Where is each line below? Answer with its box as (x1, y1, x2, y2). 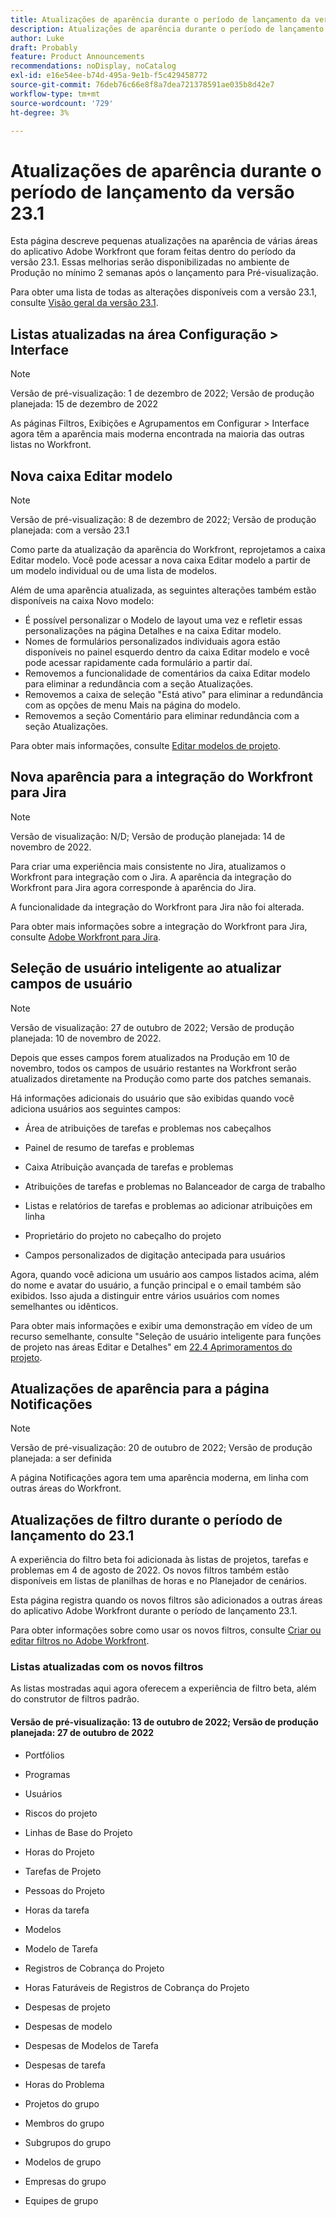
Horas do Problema (24, 2078, 105, 2090)
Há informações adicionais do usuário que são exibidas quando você (10, 1092, 295, 1104)
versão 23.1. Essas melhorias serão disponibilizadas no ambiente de (10, 256, 290, 268)
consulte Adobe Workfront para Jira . (10, 931, 162, 943)
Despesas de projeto (24, 2001, 111, 2013)
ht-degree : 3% (10, 107, 70, 118)
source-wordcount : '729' (10, 98, 114, 108)
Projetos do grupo (24, 2097, 100, 2110)
